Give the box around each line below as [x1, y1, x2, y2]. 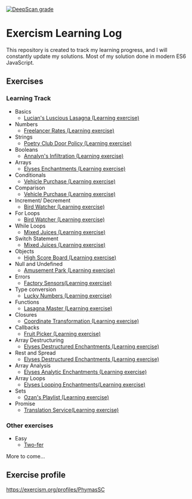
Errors [14, 273, 30, 280]
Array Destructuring [14, 336, 64, 344]
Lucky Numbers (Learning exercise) [23, 292, 112, 299]
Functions [14, 298, 40, 305]
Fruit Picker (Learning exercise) [23, 330, 101, 337]
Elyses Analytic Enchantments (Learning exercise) [23, 368, 147, 375]
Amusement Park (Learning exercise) [23, 267, 115, 274]
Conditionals [14, 171, 46, 179]
